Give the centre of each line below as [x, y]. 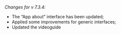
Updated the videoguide [36, 27]
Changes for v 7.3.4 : [25, 7]
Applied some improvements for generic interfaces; [64, 22]
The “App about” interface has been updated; [58, 17]
